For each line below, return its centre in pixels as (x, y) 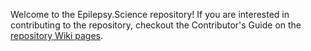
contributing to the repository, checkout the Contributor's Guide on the (156, 25)
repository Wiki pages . (57, 35)
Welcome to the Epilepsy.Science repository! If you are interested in (150, 14)
